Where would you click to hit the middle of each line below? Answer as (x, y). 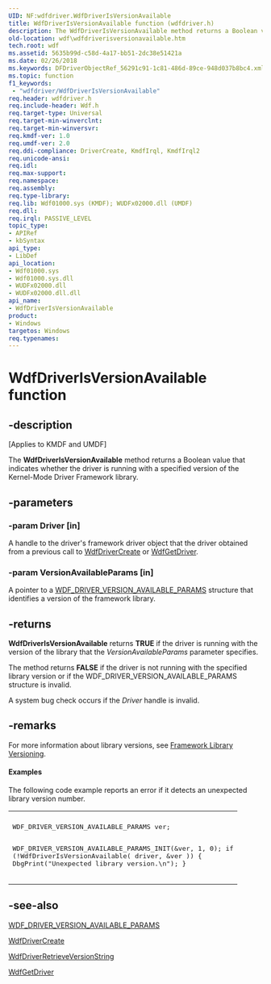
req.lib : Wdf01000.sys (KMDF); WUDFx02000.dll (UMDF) (101, 203)
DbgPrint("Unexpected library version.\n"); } (100, 864)
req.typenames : (34, 338)
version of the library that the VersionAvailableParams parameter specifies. (133, 652)
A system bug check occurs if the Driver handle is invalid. (104, 700)
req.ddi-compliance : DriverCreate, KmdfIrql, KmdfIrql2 (104, 151)
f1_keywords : (30, 83)
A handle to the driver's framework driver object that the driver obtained (128, 543)
